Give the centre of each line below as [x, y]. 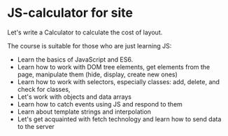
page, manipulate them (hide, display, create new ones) [98, 74]
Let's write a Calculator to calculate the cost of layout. [85, 32]
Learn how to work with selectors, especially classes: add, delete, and [119, 81]
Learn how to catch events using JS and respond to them [100, 104]
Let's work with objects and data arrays [74, 97]
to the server [36, 126]
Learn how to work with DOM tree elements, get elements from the [114, 67]
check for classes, [44, 89]
